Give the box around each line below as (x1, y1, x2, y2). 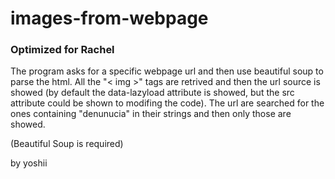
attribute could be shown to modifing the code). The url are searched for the (10, 97, 325, 109)
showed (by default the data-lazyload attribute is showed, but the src (10, 87, 295, 99)
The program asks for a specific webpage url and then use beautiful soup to (10, 65, 324, 77)
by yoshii (10, 157, 48, 169)
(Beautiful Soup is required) (10, 138, 124, 150)
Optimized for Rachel (10, 43, 115, 57)
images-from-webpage (10, 7, 209, 30)
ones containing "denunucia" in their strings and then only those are (10, 108, 292, 120)
